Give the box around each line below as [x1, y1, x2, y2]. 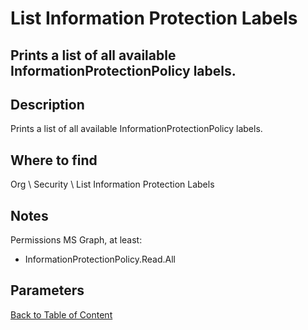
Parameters [10, 282, 85, 299]
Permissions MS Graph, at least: [10, 234, 143, 246]
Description [10, 96, 85, 113]
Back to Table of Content [10, 308, 113, 321]
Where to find [10, 152, 98, 169]
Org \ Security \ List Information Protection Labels [10, 178, 215, 191]
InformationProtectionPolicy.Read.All [24, 253, 176, 266]
